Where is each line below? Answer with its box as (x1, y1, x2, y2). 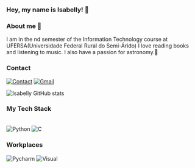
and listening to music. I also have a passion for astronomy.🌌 (6, 49, 158, 56)
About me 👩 (6, 21, 41, 30)
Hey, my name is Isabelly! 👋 (6, 5, 90, 14)
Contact (6, 64, 31, 72)
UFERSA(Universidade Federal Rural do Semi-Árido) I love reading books (6, 42, 189, 49)
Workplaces (6, 141, 43, 149)
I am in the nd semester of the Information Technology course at (6, 36, 168, 43)
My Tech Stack (6, 105, 52, 113)
